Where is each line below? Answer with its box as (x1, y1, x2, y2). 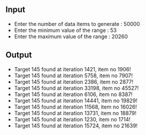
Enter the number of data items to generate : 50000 (14, 20, 140, 27)
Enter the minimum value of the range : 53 (14, 27, 117, 34)
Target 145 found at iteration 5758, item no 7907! (14, 72, 133, 79)
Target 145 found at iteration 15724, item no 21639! (14, 122, 138, 129)
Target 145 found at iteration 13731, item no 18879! (14, 109, 137, 117)
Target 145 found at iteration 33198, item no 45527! (14, 84, 139, 91)
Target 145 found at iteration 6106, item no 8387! (14, 91, 133, 98)
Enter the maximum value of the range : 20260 (14, 32, 128, 40)
